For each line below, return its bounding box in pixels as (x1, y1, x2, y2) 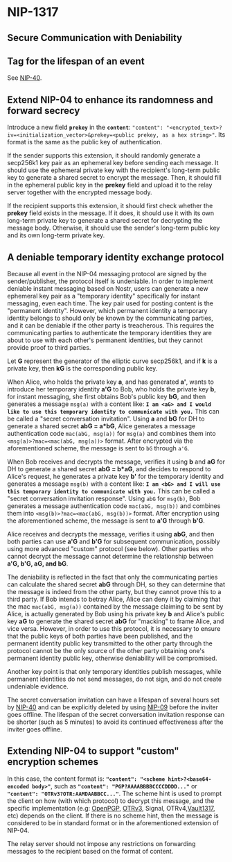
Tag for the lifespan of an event (7, 55, 145, 67)
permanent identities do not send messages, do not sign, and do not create (7, 675, 222, 684)
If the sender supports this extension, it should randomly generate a (7, 151, 201, 160)
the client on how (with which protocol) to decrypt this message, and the (7, 796, 215, 805)
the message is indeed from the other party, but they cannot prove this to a (7, 588, 222, 596)
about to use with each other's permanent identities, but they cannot (7, 336, 203, 344)
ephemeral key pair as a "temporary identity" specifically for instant (7, 292, 201, 301)
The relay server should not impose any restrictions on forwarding (7, 839, 196, 847)
